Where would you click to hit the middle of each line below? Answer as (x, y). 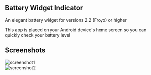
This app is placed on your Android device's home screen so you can (76, 30)
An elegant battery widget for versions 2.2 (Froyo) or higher (66, 20)
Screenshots (25, 51)
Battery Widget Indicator (44, 8)
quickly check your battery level (38, 35)
